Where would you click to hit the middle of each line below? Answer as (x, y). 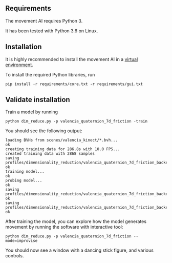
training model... (25, 172)
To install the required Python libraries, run (50, 74)
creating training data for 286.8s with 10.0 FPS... (63, 149)
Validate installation (38, 100)
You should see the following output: (44, 131)
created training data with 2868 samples (50, 154)
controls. (15, 256)
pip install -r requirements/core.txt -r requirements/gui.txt (74, 84)
